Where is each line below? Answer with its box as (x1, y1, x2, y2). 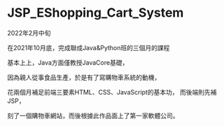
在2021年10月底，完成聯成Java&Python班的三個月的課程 (7, 43, 170, 52)
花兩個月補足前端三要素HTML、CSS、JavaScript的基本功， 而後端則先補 (7, 88, 217, 96)
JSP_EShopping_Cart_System (7, 5, 184, 21)
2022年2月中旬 (7, 29, 51, 37)
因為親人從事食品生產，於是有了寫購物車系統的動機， (7, 73, 161, 81)
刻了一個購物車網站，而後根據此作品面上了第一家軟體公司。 (7, 111, 179, 120)
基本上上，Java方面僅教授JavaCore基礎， (7, 58, 129, 67)
